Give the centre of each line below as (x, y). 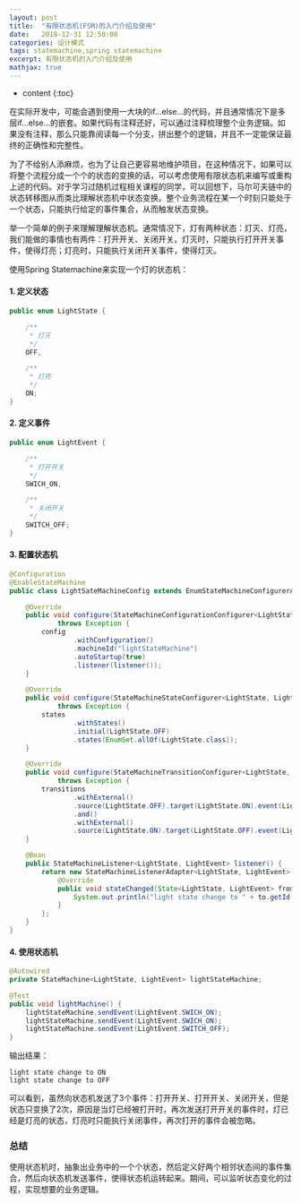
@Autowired (30, 971)
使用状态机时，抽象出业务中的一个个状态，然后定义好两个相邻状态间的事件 (146, 1167)
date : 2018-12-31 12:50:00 (64, 34)
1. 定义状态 (29, 291)
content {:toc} (48, 93)
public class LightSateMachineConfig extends (95, 591)
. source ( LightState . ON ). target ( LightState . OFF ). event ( (177, 831)
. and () (86, 814)
